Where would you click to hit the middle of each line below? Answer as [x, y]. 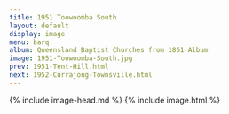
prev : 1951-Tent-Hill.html [59, 67]
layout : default [39, 26]
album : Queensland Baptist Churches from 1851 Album [109, 50]
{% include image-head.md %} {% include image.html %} [114, 100]
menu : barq [29, 42]
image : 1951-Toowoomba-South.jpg [71, 58]
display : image [37, 34]
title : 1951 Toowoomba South [63, 17]
